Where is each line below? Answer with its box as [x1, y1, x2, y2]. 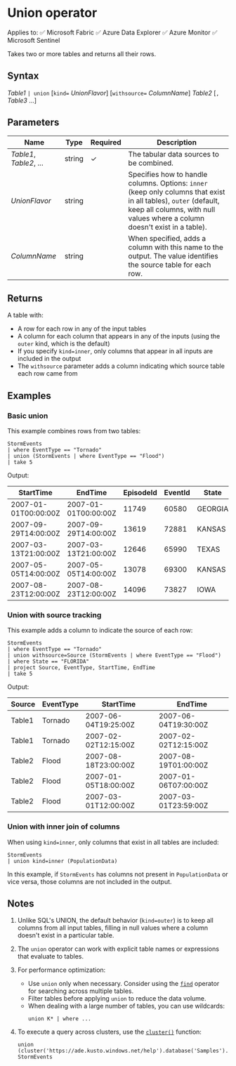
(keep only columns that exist [128, 187, 225, 197]
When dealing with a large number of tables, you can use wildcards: [27, 1002, 225, 1011]
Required [90, 137, 122, 147]
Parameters [7, 117, 60, 129]
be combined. [128, 158, 174, 168]
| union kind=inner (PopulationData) [7, 857, 118, 864]
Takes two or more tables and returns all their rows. [7, 49, 157, 58]
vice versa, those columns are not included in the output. [7, 877, 172, 886]
